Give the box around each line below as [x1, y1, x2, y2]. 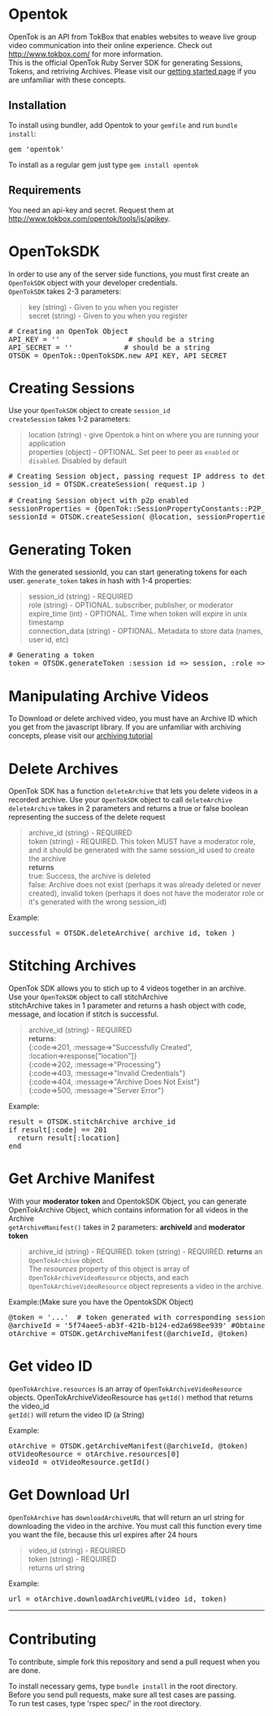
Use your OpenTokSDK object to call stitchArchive [8, 992, 168, 1002]
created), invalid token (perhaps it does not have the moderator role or [28, 888, 264, 899]
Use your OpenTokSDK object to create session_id [8, 406, 171, 416]
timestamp [28, 617, 64, 627]
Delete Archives [8, 760, 119, 777]
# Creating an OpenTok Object [8, 326, 129, 336]
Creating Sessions [8, 379, 136, 397]
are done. [8, 1665, 41, 1675]
